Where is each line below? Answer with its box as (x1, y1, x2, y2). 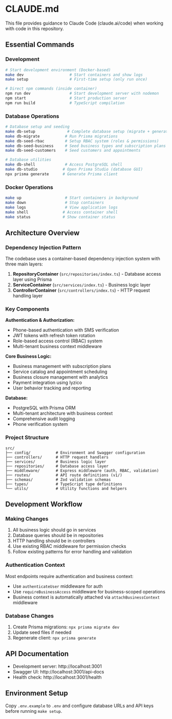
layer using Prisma (12, 276, 52, 282)
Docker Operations (5, 183, 54, 191)
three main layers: (5, 261, 44, 267)
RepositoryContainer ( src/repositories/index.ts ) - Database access (12, 271, 161, 277)
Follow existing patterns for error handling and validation (12, 549, 132, 555)
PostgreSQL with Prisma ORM (12, 405, 76, 411)
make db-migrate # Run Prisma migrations (5, 134, 118, 139)
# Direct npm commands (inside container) (5, 86, 97, 91)
